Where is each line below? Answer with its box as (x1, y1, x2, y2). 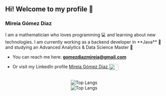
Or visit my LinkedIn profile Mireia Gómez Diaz (12, 63, 108, 69)
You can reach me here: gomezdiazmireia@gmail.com (12, 53, 126, 60)
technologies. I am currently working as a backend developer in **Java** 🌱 (5, 38, 161, 45)
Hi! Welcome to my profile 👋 (5, 5, 93, 13)
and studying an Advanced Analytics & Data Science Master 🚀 (5, 44, 133, 50)
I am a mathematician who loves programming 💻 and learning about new (5, 31, 156, 37)
